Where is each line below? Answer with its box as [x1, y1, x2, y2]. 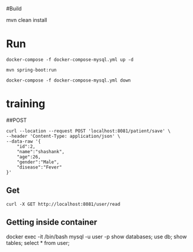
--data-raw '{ [6, 138, 41, 144]
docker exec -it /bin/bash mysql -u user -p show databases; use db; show [6, 233, 187, 240]
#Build [6, 5, 22, 12]
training [6, 97, 46, 111]
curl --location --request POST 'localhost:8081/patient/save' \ [6, 128, 171, 134]
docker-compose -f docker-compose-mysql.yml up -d [6, 56, 134, 63]
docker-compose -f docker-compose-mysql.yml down [6, 77, 131, 83]
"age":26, [17, 154, 41, 160]
